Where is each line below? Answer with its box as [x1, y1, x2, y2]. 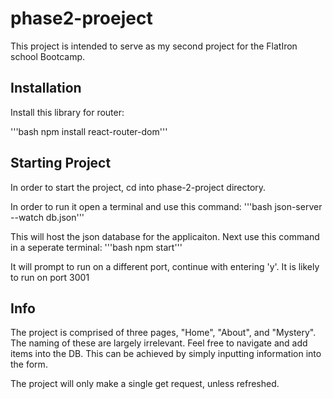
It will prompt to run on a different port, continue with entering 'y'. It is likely [10, 260, 320, 272]
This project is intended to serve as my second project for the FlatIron [10, 40, 298, 52]
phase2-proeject [10, 7, 153, 30]
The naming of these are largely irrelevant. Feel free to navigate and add [10, 337, 308, 349]
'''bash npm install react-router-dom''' [10, 125, 168, 137]
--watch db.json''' [10, 211, 85, 223]
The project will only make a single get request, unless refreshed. [10, 378, 280, 390]
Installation [10, 80, 82, 97]
